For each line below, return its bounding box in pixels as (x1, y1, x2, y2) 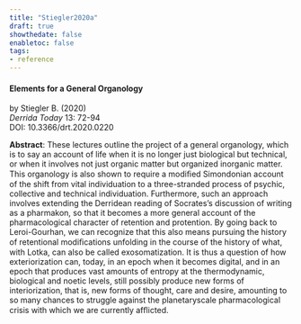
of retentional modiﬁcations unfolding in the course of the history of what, (9, 237, 283, 247)
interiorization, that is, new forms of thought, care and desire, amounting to (9, 285, 288, 296)
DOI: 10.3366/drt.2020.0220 (9, 122, 114, 133)
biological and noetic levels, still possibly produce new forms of (9, 275, 245, 286)
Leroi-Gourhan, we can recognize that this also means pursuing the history (9, 227, 288, 238)
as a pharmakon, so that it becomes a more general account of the (9, 208, 256, 219)
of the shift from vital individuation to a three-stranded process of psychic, (9, 179, 286, 190)
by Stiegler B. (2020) (9, 103, 87, 113)
